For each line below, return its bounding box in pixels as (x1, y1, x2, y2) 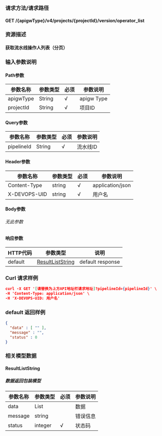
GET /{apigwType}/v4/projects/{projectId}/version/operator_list (5, 17, 145, 23)
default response (79, 258, 120, 265)
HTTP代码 (8, 249, 32, 256)
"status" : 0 (10, 334, 38, 340)
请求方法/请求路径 (5, 4, 49, 11)
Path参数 (5, 72, 24, 78)
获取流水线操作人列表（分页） (5, 45, 68, 51)
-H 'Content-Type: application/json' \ (5, 291, 90, 296)
